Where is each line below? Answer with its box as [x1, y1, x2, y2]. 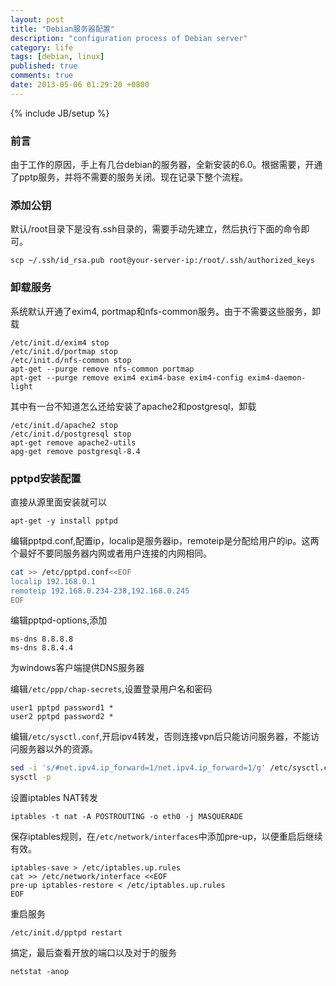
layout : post [10, 14, 65, 25]
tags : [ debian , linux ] [10, 52, 105, 62]
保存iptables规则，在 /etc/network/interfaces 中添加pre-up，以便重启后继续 [10, 831, 323, 843]
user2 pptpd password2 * [10, 712, 114, 722]
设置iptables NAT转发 [10, 792, 98, 804]
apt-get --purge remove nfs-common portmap [10, 364, 195, 374]
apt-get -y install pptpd [10, 516, 118, 526]
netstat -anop [10, 967, 70, 977]
